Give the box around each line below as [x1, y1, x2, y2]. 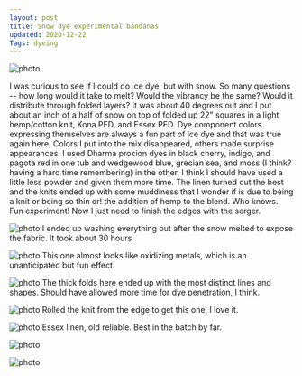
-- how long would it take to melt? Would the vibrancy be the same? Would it [9, 90, 293, 101]
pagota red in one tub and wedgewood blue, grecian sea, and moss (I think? [9, 157, 292, 168]
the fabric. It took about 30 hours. [9, 232, 135, 244]
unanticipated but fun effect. [9, 259, 115, 271]
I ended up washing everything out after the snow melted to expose [41, 223, 294, 234]
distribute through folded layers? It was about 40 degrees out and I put [9, 100, 272, 111]
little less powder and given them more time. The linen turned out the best [9, 177, 284, 188]
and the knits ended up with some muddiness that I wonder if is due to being [9, 186, 294, 197]
